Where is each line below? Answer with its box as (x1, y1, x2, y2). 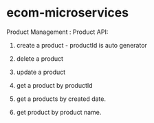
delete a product (16, 54, 63, 63)
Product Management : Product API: (6, 28, 109, 36)
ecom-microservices (6, 5, 129, 21)
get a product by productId (16, 81, 93, 89)
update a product (16, 68, 66, 76)
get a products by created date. (16, 95, 106, 103)
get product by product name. (16, 108, 102, 116)
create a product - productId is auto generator (16, 41, 147, 49)
